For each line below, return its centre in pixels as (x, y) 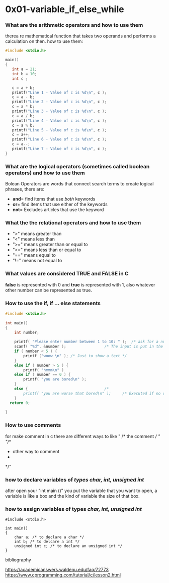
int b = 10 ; (24, 74)
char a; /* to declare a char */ (49, 537)
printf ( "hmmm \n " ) (44, 370)
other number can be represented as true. (49, 290)
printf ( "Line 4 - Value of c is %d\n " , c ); (59, 120)
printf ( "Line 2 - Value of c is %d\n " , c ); (59, 102)
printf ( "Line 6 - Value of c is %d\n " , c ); (59, 139)
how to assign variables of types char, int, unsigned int (74, 509)
